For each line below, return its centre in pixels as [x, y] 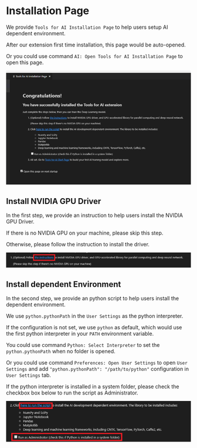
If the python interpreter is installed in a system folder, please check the [93, 386]
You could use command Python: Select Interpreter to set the [83, 345]
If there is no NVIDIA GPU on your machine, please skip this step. [85, 233]
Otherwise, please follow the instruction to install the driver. [78, 245]
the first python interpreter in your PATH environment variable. [80, 333]
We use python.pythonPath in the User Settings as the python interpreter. [95, 316]
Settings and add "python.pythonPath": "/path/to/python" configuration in [98, 369]
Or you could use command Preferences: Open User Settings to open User [97, 362]
